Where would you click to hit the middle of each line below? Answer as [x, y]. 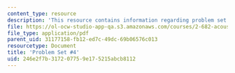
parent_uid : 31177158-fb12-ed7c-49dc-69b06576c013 [83, 40]
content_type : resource [42, 14]
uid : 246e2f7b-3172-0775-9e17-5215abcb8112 [72, 59]
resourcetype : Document [42, 46]
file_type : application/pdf [48, 33]
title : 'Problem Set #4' [43, 53]
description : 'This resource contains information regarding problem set [117, 20]
